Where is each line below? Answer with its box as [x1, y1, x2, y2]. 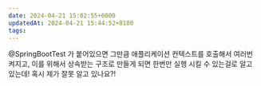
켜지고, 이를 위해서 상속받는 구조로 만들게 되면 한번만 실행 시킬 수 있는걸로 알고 [8, 59, 253, 68]
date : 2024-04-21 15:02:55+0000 [8, 11, 116, 20]
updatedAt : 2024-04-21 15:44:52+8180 [8, 19, 134, 27]
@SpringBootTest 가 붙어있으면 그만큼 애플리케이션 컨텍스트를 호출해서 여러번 [8, 49, 254, 59]
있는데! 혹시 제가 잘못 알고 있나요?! [8, 69, 117, 79]
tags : [8, 26, 26, 34]
